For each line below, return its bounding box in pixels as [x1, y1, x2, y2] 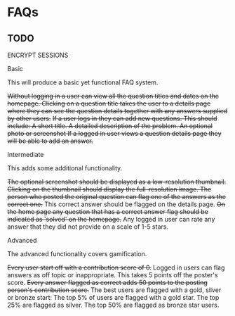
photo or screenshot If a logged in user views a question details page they [7, 129, 222, 137]
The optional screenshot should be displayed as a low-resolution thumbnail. [7, 177, 227, 186]
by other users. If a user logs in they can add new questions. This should [7, 114, 217, 122]
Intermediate [7, 151, 44, 158]
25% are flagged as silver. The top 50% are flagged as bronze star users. [7, 301, 220, 309]
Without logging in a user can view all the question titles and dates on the [7, 92, 220, 100]
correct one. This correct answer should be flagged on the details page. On [7, 200, 226, 208]
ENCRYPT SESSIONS [7, 51, 69, 59]
